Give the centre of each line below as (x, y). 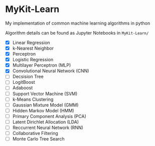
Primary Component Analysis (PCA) (49, 116)
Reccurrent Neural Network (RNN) (48, 127)
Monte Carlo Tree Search (38, 139)
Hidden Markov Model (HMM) (43, 110)
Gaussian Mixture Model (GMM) (45, 105)
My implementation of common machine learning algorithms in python (78, 23)
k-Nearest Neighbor (33, 48)
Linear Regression (31, 42)
